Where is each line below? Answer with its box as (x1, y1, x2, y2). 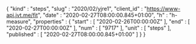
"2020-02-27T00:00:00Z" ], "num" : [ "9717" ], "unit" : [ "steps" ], (6, 24, 172, 31)
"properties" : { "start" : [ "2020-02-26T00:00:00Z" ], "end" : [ (33, 18, 191, 25)
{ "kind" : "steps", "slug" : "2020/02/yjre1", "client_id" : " (6, 5, 147, 12)
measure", (6, 18, 32, 25)
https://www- (146, 5, 181, 12)
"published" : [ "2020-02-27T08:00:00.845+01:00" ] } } (6, 31, 146, 38)
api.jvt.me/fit (6, 11, 38, 19)
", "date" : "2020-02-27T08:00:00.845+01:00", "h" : (37, 11, 168, 19)
